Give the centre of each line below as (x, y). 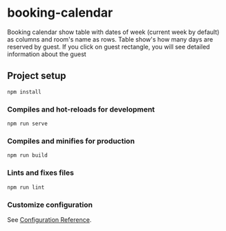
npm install (24, 92)
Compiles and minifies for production (71, 141)
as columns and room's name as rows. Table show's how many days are (110, 39)
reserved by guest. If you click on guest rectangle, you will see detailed (109, 46)
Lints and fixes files (41, 173)
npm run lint (26, 187)
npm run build (28, 155)
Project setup (37, 76)
